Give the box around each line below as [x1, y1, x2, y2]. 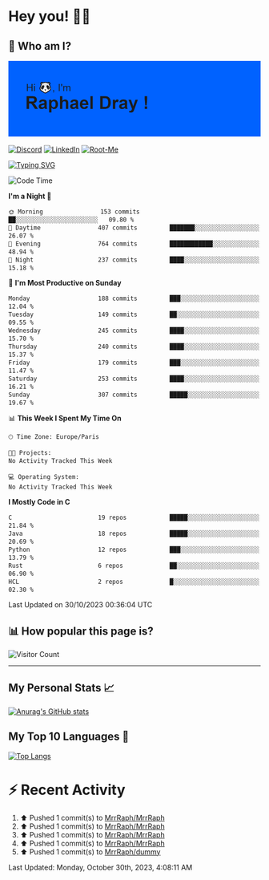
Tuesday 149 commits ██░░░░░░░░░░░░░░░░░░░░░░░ [8, 310, 260, 319]
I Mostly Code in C [8, 497, 70, 507]
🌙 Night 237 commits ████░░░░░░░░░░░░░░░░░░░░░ [8, 256, 260, 264]
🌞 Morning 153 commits [8, 208, 140, 216]
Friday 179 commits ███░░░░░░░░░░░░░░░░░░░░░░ [8, 359, 260, 367]
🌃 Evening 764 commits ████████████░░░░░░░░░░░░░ [8, 240, 260, 248]
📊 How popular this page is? [8, 624, 154, 638]
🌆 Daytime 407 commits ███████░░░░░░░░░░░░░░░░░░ [8, 224, 260, 232]
